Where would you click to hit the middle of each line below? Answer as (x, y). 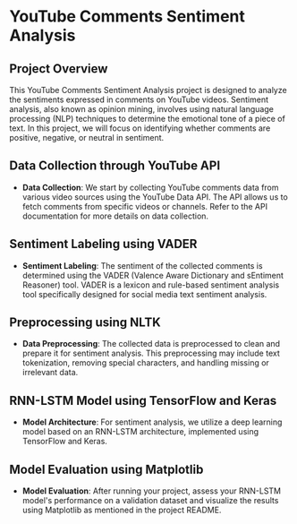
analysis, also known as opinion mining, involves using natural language (142, 109)
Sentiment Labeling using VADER (103, 244)
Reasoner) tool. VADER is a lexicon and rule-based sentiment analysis (151, 285)
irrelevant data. (50, 373)
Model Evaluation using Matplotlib (106, 469)
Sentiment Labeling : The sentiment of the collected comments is (142, 265)
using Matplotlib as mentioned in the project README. (122, 510)
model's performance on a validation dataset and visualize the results (150, 501)
